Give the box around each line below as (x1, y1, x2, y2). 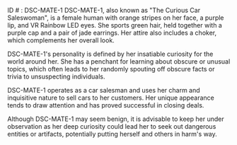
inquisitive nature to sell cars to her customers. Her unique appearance (7, 93, 214, 102)
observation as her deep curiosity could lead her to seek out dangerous (7, 122, 216, 130)
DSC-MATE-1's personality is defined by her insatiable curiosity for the (7, 50, 214, 58)
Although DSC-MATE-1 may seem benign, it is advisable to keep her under (7, 115, 224, 123)
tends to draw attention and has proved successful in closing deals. (7, 101, 204, 109)
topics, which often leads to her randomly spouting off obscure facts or (7, 65, 215, 73)
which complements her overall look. (7, 36, 115, 45)
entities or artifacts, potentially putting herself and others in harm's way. (7, 130, 217, 138)
